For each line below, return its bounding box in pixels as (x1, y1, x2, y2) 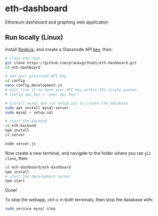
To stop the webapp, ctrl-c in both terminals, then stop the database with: (5, 197, 154, 203)
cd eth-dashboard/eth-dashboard (5, 165, 71, 169)
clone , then (5, 155, 28, 161)
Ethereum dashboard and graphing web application (5, 19, 109, 25)
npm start (5, 178, 25, 184)
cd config (5, 78, 25, 83)
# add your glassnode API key (5, 74, 67, 79)
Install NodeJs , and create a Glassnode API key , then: (5, 46, 113, 52)
